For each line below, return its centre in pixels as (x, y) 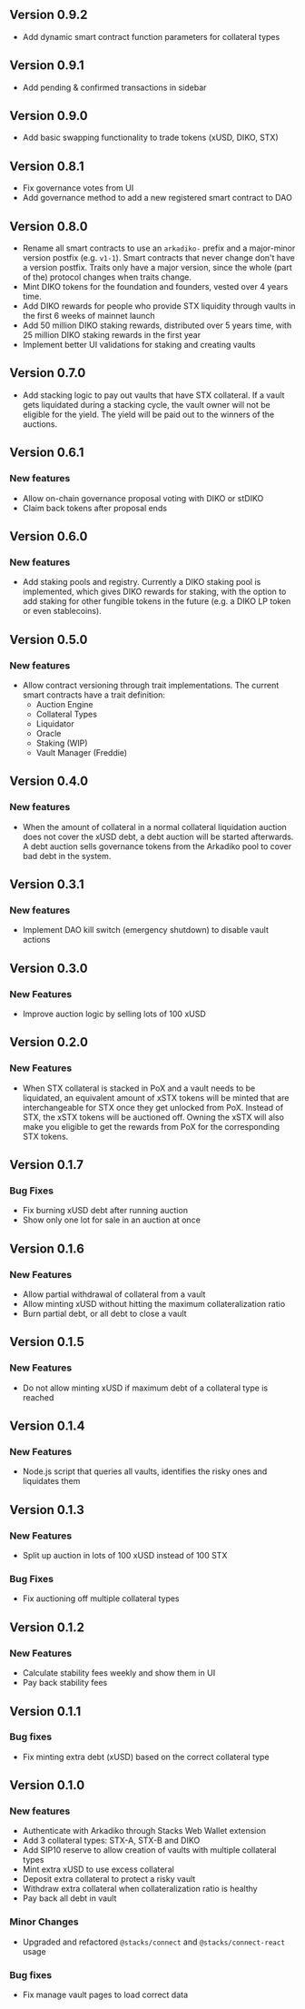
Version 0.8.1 (47, 166)
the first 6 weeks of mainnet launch (89, 316)
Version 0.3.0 (49, 968)
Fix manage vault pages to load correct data (105, 1995)
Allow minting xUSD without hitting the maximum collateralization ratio (154, 1304)
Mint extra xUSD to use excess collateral (98, 1869)
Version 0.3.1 (47, 885)
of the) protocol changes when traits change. (107, 277)
